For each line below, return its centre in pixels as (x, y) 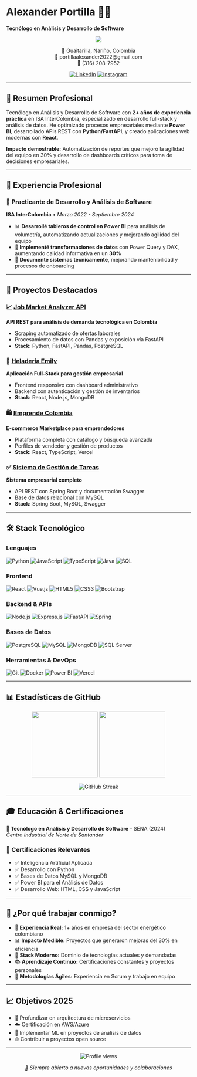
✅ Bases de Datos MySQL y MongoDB (61, 876)
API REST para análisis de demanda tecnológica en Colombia (82, 322)
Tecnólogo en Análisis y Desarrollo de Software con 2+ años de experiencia (98, 112)
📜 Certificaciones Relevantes (48, 850)
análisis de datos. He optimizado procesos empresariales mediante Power (96, 125)
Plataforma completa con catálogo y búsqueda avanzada (84, 439)
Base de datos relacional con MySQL (59, 497)
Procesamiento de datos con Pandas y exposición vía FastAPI (89, 340)
